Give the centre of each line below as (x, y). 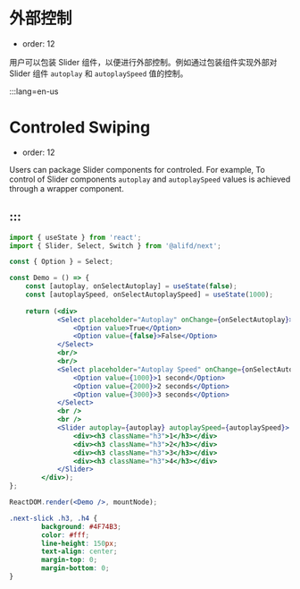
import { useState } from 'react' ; (75, 237)
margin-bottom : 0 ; (75, 568)
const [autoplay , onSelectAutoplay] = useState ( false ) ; (132, 286)
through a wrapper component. (67, 188)
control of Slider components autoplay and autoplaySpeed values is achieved (150, 179)
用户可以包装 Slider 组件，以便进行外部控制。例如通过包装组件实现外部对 (143, 62)
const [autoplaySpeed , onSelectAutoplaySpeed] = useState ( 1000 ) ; (150, 295)
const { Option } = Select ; (62, 262)
